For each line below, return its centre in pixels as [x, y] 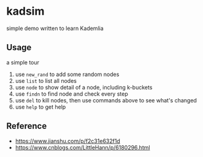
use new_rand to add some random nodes [67, 74]
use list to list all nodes [46, 80]
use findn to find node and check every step [71, 94]
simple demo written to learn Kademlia [55, 28]
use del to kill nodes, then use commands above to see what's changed [106, 100]
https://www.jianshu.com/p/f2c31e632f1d [68, 141]
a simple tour [23, 62]
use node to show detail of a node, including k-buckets [84, 87]
